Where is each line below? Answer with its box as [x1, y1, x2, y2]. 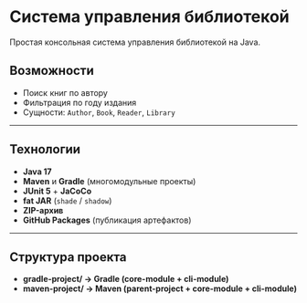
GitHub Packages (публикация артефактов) [22, 214, 192, 225]
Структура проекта [9, 249, 127, 265]
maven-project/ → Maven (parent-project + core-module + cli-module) [22, 283, 297, 294]
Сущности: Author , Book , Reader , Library [22, 107, 175, 118]
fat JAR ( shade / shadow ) [22, 194, 112, 206]
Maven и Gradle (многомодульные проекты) [22, 175, 196, 186]
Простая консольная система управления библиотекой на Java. [9, 37, 261, 47]
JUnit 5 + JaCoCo [22, 185, 92, 196]
